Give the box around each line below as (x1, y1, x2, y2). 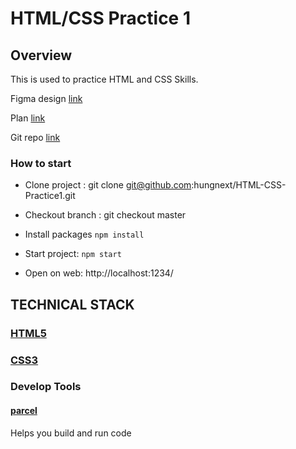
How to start (10, 156, 72, 170)
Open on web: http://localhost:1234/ (24, 267, 174, 279)
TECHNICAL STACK (10, 296, 135, 313)
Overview (10, 47, 73, 64)
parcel (10, 405, 38, 417)
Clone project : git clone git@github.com (24, 179, 192, 191)
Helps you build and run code (10, 427, 132, 439)
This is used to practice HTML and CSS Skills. (10, 73, 199, 85)
